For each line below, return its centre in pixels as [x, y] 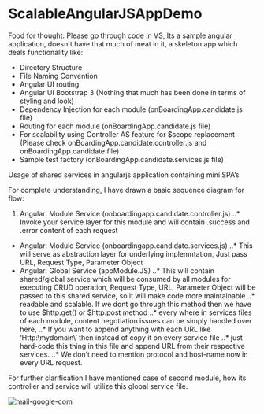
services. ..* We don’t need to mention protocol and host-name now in [134, 354]
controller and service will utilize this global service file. [98, 386]
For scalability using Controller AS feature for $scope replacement [127, 134]
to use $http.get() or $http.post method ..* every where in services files [136, 312]
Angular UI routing [49, 84]
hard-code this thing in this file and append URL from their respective [132, 346]
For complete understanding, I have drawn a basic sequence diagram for [126, 190]
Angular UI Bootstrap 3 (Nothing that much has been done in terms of [132, 92]
